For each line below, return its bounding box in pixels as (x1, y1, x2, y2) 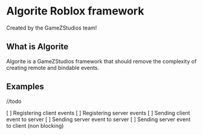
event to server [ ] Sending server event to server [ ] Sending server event (6, 116, 191, 123)
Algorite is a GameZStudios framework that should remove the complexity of (6, 57, 197, 64)
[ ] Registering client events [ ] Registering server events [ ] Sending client (6, 109, 190, 116)
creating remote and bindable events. (6, 64, 100, 71)
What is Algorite (6, 42, 68, 52)
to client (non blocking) (6, 122, 64, 129)
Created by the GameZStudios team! (6, 24, 97, 31)
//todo (6, 98, 22, 105)
